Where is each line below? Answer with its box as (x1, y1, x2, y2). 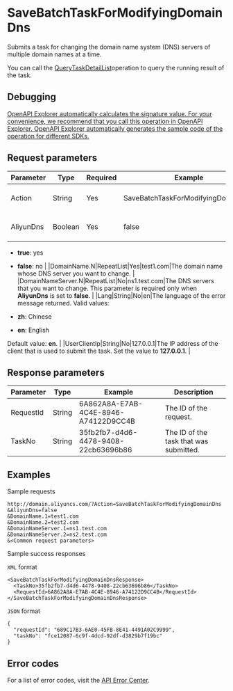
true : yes (17, 248, 44, 257)
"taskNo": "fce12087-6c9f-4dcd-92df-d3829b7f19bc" (13, 633, 163, 640)
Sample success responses (7, 550, 86, 558)
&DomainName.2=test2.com (7, 519, 79, 526)
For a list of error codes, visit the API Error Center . (7, 676, 150, 684)
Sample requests (7, 487, 55, 495)
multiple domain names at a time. (7, 50, 102, 58)
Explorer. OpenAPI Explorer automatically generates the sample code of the (7, 124, 223, 133)
